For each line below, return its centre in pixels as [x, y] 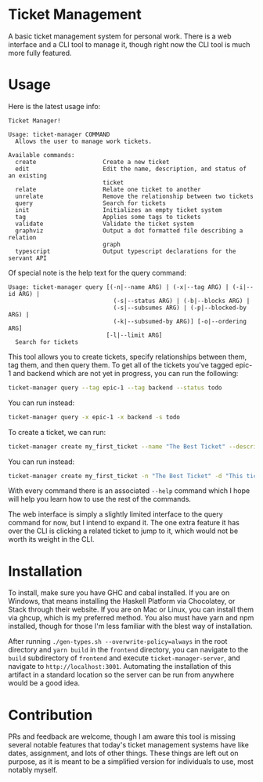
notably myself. [33, 770]
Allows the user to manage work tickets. [84, 141]
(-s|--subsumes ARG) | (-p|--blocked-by [180, 308]
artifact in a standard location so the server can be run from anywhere [121, 675]
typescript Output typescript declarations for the [126, 251]
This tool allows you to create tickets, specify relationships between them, [128, 356]
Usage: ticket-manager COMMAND [59, 134]
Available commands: [42, 155]
